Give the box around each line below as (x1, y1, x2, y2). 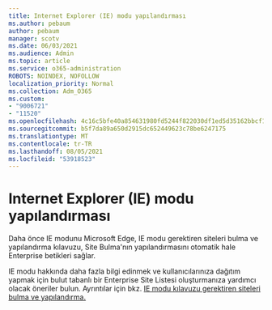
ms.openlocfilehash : (8, 117, 79, 125)
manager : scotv (8, 34, 60, 43)
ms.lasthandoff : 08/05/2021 (8, 147, 104, 155)
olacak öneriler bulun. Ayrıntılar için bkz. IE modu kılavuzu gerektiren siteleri (8, 284, 261, 294)
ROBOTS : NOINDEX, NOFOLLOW (8, 72, 100, 80)
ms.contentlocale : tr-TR (8, 139, 92, 148)
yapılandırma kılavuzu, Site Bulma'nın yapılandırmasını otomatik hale (8, 242, 236, 252)
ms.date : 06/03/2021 (8, 42, 79, 50)
